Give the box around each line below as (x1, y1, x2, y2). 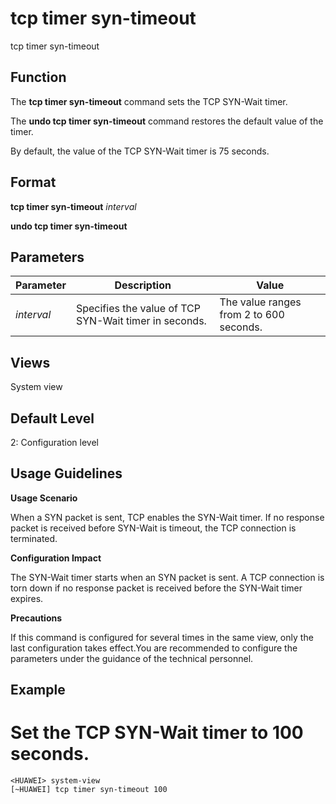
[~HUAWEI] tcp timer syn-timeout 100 (10, 785, 168, 795)
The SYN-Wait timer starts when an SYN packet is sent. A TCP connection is (10, 571, 325, 583)
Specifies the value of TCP (75, 302, 201, 316)
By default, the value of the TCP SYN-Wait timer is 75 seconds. (10, 145, 270, 157)
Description (114, 278, 172, 292)
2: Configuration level (10, 437, 99, 448)
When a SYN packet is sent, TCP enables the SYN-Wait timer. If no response (10, 511, 325, 523)
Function (10, 69, 67, 86)
